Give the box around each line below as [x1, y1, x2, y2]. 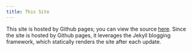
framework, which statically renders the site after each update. [6, 38, 161, 45]
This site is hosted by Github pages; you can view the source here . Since [6, 25, 187, 32]
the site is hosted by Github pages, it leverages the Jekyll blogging [6, 31, 171, 39]
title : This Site [6, 8, 50, 15]
